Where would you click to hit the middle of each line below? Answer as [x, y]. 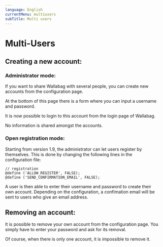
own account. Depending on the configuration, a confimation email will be [80, 192]
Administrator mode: [31, 76]
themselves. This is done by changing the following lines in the [69, 154]
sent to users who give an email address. [47, 197]
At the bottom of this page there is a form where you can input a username [81, 101]
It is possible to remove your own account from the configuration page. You [82, 224]
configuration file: [23, 160]
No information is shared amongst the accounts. [54, 125]
